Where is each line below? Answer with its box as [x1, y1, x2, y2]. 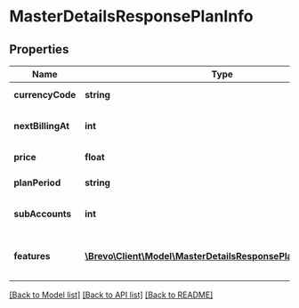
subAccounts [13, 207, 72, 220]
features [13, 250, 51, 262]
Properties [9, 42, 69, 57]
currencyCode [13, 89, 77, 101]
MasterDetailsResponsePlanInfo [9, 6, 254, 27]
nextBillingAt [13, 120, 69, 132]
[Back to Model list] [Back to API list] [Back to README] [9, 289, 214, 300]
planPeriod [13, 176, 61, 189]
